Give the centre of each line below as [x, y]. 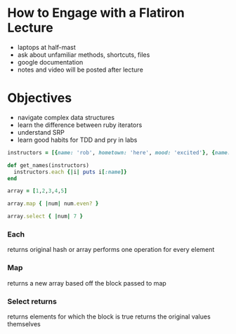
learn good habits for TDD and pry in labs [77, 140]
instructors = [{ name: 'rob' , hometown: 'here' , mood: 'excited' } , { [111, 152]
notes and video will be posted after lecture [80, 69]
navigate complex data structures [66, 117]
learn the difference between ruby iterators [80, 125]
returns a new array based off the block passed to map [87, 283]
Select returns [32, 301]
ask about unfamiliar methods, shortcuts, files [84, 55]
